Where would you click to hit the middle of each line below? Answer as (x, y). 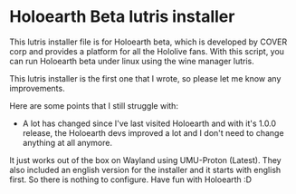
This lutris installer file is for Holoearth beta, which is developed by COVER (148, 42)
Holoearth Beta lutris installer (122, 17)
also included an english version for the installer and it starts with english (145, 170)
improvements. (37, 88)
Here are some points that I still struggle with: (94, 105)
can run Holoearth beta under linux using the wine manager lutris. (132, 61)
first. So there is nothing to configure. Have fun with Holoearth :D (130, 179)
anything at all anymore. (67, 142)
